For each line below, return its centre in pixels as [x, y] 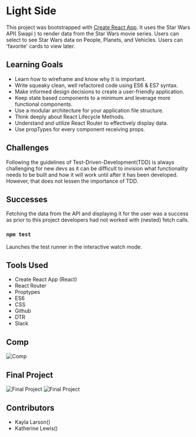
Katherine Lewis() [36, 428]
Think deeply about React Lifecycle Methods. [70, 116]
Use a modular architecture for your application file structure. [89, 110]
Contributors [30, 408]
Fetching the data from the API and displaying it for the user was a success [97, 213]
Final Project [30, 375]
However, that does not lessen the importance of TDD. [72, 181]
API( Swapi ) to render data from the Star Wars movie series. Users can [93, 33]
